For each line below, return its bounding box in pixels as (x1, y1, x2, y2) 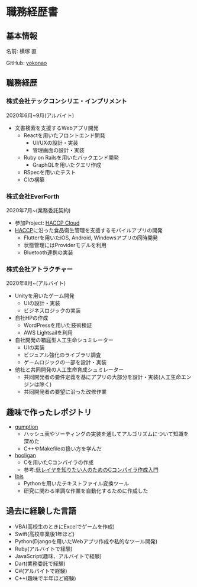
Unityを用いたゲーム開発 (14, 292, 75, 299)
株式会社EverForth (6, 192, 60, 200)
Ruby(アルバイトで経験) (14, 545, 73, 552)
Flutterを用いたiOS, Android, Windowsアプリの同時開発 (23, 234, 158, 241)
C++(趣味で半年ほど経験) (14, 575, 76, 582)
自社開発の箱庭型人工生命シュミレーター (14, 336, 114, 343)
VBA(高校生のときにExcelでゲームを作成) (14, 523, 115, 530)
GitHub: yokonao (6, 60, 47, 66)
